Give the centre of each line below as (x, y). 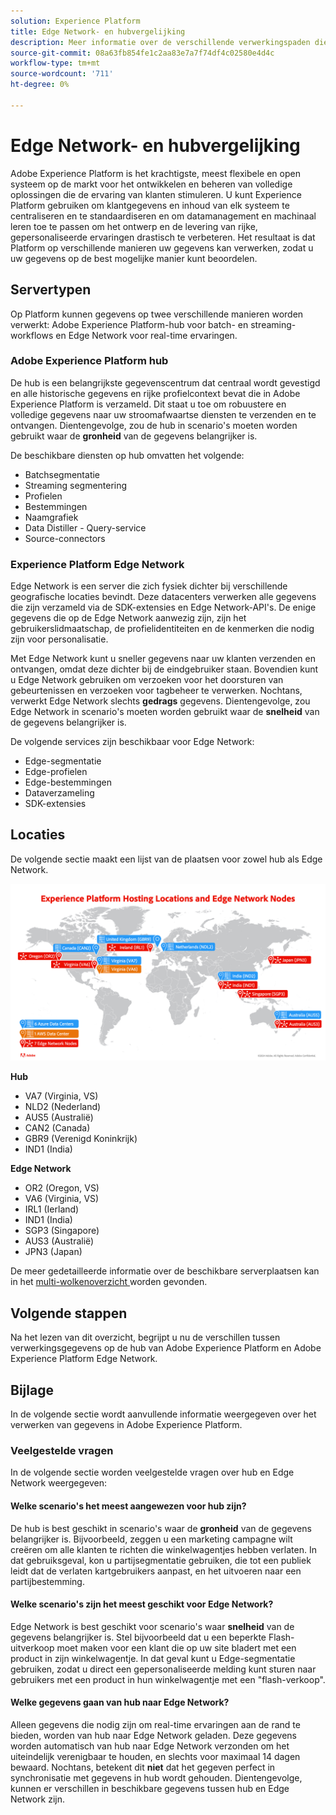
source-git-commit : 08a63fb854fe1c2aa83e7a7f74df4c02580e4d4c (142, 53)
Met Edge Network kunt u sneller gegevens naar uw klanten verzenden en (163, 659)
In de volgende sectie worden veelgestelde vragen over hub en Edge (152, 1472)
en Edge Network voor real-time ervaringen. (146, 335)
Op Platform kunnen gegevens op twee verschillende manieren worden (157, 314)
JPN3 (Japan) (53, 1252)
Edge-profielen (56, 772)
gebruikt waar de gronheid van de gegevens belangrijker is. (134, 436)
